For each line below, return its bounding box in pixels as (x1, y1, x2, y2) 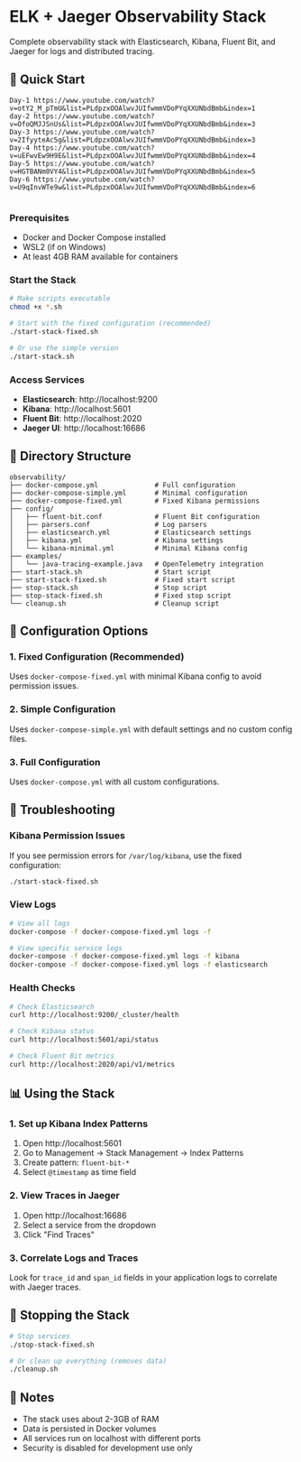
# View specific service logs (9, 943, 123, 953)
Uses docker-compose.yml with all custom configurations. (9, 776, 220, 787)
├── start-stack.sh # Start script (9, 567, 212, 577)
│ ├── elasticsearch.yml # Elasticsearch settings (9, 528, 252, 537)
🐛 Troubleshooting (9, 802, 115, 818)
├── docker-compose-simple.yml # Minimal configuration (9, 488, 248, 497)
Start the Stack (9, 273, 77, 286)
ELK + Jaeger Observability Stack (9, 6, 267, 27)
